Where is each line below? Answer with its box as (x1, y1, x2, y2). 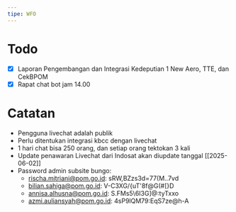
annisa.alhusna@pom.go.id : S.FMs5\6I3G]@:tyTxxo (28, 189, 179, 197)
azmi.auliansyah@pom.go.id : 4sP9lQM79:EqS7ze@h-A (28, 196, 189, 205)
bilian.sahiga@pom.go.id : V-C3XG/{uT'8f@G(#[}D (28, 182, 174, 190)
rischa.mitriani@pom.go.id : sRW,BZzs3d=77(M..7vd (28, 174, 179, 182)
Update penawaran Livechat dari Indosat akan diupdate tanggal (17, 151, 203, 160)
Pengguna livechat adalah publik (17, 128, 113, 137)
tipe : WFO (7, 10, 37, 18)
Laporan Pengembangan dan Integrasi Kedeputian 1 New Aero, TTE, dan (17, 65, 229, 73)
